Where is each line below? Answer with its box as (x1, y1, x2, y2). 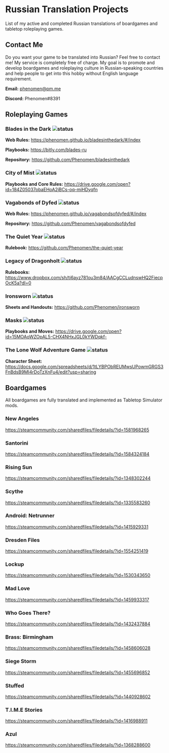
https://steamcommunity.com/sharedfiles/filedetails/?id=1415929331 (5, 524, 149, 530)
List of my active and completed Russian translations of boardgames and (5, 20, 158, 26)
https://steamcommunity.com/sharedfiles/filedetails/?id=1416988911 (5, 718, 148, 724)
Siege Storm (5, 658, 37, 665)
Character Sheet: (5, 358, 42, 364)
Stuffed (5, 682, 24, 689)
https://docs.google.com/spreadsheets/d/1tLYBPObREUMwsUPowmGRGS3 (5, 363, 164, 369)
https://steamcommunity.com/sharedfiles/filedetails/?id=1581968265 (5, 426, 150, 433)
